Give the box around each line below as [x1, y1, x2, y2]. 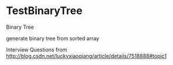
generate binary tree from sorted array [6, 35, 100, 42]
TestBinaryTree [6, 4, 83, 18]
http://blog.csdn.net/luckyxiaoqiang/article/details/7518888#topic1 [6, 52, 167, 59]
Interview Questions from [6, 46, 67, 53]
